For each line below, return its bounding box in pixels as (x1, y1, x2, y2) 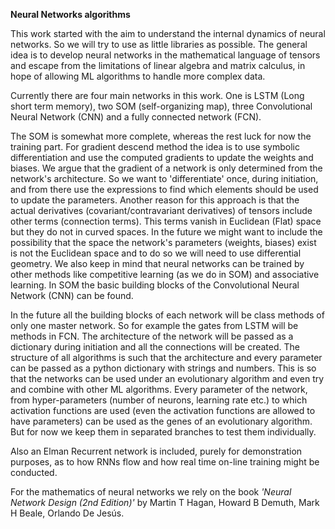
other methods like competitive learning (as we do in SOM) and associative (10, 269, 320, 280)
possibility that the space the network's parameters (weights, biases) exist (10, 237, 317, 248)
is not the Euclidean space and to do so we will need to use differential (10, 247, 302, 259)
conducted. (10, 467, 58, 478)
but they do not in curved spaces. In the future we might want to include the (10, 226, 323, 238)
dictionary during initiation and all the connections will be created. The (10, 341, 300, 353)
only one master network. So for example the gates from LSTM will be (10, 320, 299, 331)
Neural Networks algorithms (10, 9, 131, 20)
